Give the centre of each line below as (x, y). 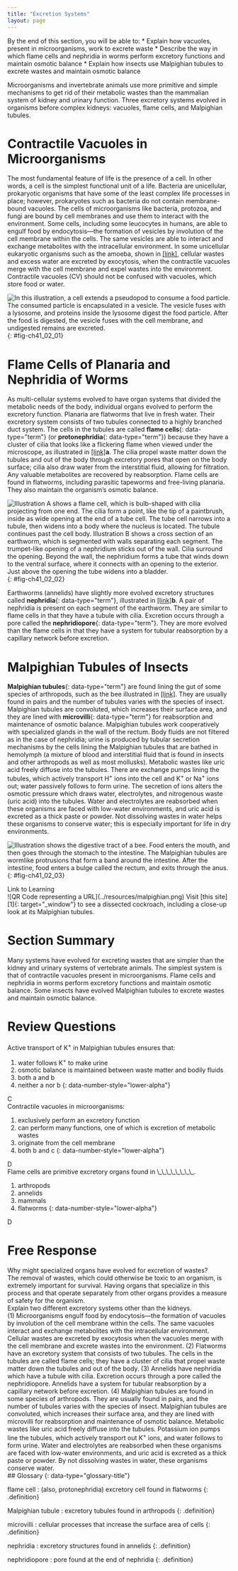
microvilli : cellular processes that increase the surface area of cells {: (109, 1524)
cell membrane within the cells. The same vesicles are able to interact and (115, 239)
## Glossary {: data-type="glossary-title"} (69, 1475)
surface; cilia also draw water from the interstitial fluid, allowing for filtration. (119, 467)
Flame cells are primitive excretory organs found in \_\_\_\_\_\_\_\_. (102, 1172)
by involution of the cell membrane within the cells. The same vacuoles (111, 1324)
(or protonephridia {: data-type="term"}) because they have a (138, 437)
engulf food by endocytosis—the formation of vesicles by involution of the (115, 231)
